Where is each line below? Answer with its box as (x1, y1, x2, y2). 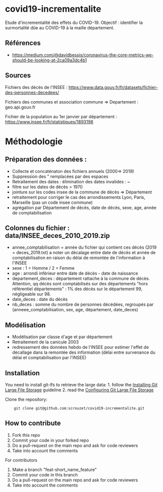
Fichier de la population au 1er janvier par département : (5, 113, 117, 119)
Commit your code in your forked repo (12, 437, 89, 443)
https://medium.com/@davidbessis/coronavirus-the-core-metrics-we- (12, 52, 154, 58)
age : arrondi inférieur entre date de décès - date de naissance (12, 270, 138, 277)
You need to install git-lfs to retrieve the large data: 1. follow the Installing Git (5, 382, 158, 387)
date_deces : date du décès (12, 297, 68, 302)
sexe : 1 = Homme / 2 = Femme (12, 265, 74, 271)
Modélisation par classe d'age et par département (12, 334, 113, 340)
